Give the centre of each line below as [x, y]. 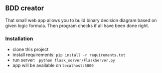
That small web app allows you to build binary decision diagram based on [81, 20]
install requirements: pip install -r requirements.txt [69, 55]
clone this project [30, 49]
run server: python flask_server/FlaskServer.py [64, 60]
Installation [19, 38]
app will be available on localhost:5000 [53, 65]
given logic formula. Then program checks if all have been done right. [77, 25]
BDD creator [25, 8]
